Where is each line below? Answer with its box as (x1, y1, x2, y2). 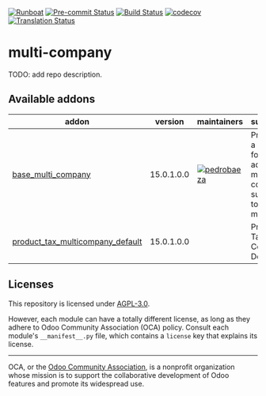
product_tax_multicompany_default (12, 236, 142, 247)
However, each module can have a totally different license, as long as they (8, 314, 251, 323)
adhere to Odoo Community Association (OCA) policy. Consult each (8, 322, 230, 332)
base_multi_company (12, 168, 91, 179)
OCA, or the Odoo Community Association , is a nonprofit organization (8, 362, 235, 371)
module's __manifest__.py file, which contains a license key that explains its (8, 330, 258, 340)
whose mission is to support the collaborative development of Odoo (8, 370, 230, 379)
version (154, 115, 184, 126)
